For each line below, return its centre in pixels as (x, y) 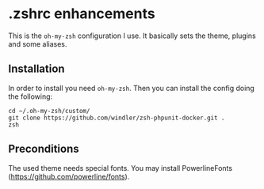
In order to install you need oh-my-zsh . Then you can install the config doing (132, 88)
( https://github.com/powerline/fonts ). (69, 176)
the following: (31, 96)
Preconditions (44, 149)
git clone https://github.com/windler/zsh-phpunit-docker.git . (117, 118)
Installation (36, 69)
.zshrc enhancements (82, 14)
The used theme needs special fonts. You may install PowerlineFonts (120, 168)
